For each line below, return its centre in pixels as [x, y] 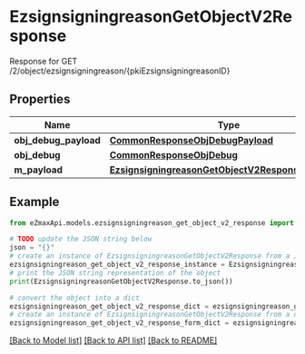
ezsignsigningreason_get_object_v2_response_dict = [109, 306]
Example [34, 202]
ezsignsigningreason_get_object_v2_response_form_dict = [119, 323]
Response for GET [44, 61]
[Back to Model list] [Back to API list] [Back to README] [113, 340]
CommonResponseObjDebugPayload [192, 140]
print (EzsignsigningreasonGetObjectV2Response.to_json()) [121, 281]
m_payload [39, 170]
